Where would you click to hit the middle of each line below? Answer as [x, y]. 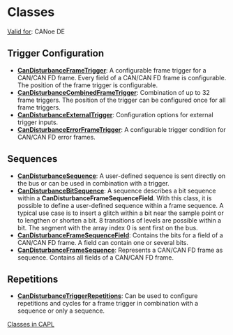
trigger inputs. [38, 122]
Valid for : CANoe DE [36, 31]
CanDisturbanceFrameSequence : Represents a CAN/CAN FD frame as [120, 250]
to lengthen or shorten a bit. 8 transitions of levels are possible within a [119, 220]
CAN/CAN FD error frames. [56, 137]
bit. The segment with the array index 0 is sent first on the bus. [107, 228]
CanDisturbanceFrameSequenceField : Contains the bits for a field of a [120, 235]
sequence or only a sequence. [61, 311]
